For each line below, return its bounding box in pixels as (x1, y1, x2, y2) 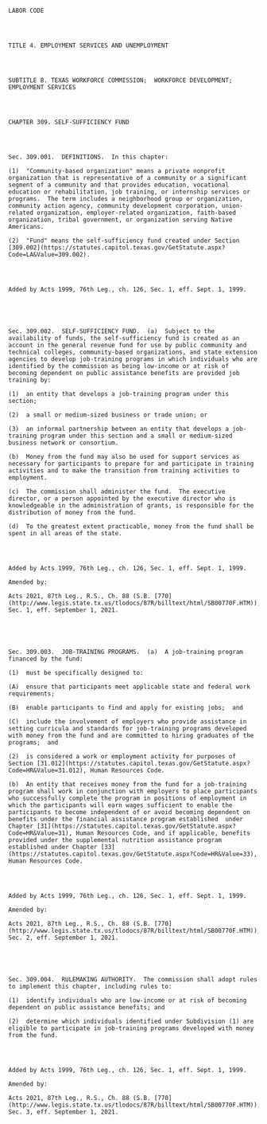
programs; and (8, 738, 59, 746)
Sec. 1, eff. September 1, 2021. (8, 606, 119, 614)
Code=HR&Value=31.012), (8, 766, 87, 774)
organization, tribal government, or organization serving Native (8, 216, 233, 224)
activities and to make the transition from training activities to (8, 467, 240, 475)
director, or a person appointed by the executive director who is (8, 495, 237, 503)
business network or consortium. (8, 439, 119, 447)
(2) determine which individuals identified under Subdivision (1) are (8, 1017, 254, 1025)
